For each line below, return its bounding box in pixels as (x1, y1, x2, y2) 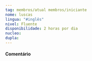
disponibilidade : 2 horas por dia (5, 26, 78, 31)
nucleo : (5, 31, 22, 36)
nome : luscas (5, 12, 33, 17)
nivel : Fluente (5, 21, 37, 27)
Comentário (5, 51, 31, 57)
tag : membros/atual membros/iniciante (5, 7, 87, 13)
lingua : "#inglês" (5, 17, 44, 22)
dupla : (5, 36, 19, 41)
